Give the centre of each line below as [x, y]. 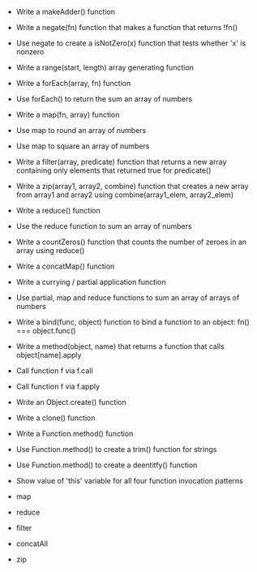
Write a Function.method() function [75, 434]
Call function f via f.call [54, 371]
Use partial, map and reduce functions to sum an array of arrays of [128, 298]
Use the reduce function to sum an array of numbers [104, 226]
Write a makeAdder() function [66, 12]
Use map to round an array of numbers [81, 130]
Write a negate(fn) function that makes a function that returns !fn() [127, 27]
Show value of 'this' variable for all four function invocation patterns [129, 481]
